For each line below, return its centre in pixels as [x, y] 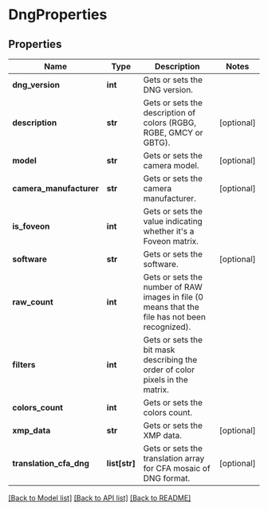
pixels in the [166, 380]
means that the [171, 307]
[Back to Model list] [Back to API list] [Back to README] [100, 498]
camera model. [171, 165]
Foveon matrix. [171, 241]
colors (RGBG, [170, 123]
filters [24, 365]
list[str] [121, 463]
